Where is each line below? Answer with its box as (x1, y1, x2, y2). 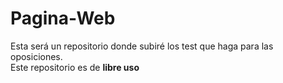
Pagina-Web (10, 7, 116, 30)
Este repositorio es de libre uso (10, 61, 140, 73)
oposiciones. (10, 50, 63, 62)
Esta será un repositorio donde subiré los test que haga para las (10, 40, 274, 52)
